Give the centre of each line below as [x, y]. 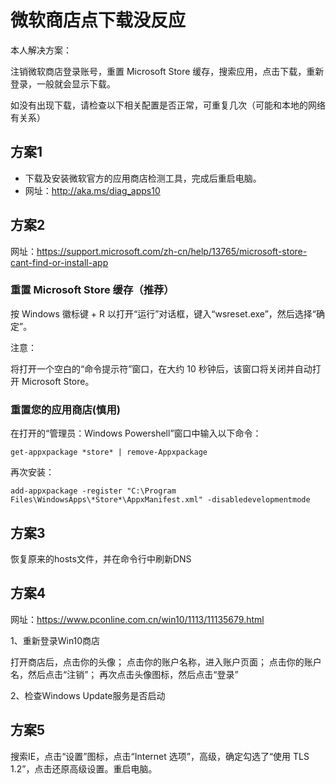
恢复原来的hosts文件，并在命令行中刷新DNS [101, 558]
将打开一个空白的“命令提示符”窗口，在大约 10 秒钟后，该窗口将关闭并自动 [161, 368]
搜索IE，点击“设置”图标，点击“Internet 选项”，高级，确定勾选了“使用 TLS [160, 756]
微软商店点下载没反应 [98, 20]
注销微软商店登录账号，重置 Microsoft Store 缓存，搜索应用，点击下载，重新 [167, 71]
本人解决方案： [41, 50]
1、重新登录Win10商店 [55, 640]
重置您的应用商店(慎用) [65, 409]
